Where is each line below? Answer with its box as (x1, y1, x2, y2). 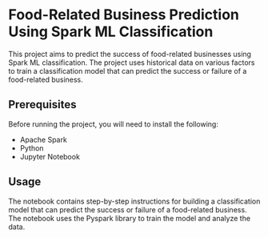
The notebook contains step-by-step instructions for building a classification (8, 196, 261, 206)
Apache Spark (19, 135, 68, 144)
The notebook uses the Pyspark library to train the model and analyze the (8, 213, 250, 223)
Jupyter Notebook (19, 151, 80, 161)
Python (19, 143, 44, 153)
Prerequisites (8, 98, 77, 111)
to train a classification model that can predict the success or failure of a (8, 66, 247, 75)
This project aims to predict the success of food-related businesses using (8, 49, 252, 58)
